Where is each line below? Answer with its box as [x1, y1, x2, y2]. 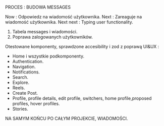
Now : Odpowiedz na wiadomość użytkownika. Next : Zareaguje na [5, 14, 142, 19]
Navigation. [12, 64, 36, 69]
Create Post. [12, 90, 38, 96]
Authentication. [12, 59, 44, 64]
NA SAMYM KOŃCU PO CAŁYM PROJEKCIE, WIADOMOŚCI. [5, 116, 128, 121]
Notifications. [12, 69, 40, 75]
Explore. [12, 79, 30, 85]
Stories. [12, 106, 28, 112]
